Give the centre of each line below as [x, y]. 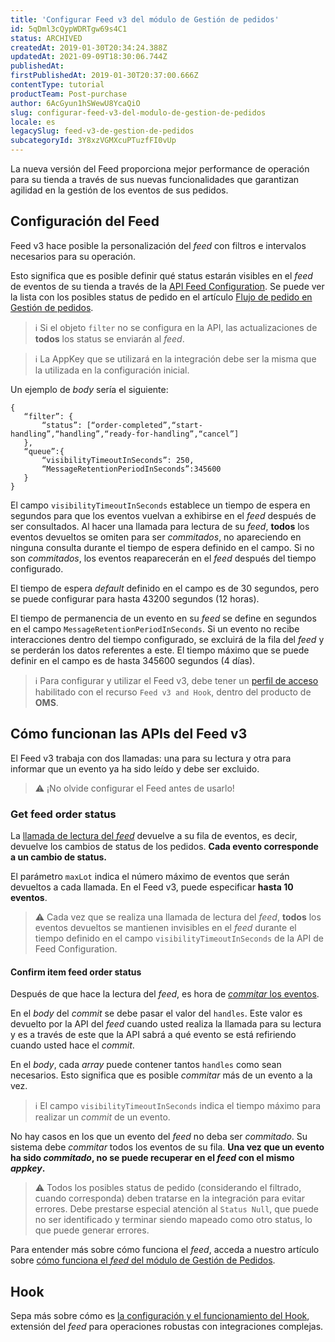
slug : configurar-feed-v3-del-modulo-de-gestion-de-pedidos [138, 112]
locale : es [33, 122]
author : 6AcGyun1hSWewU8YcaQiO [75, 103]
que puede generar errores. [92, 1230]
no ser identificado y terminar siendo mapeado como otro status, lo [173, 1220]
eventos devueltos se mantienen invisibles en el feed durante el [165, 927]
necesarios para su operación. [73, 256]
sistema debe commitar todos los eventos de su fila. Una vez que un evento [167, 1147]
